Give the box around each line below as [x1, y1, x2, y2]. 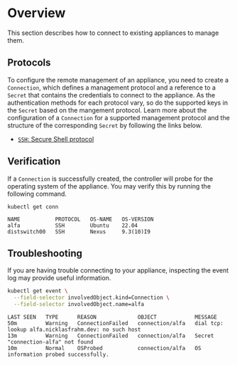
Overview [7, 5, 66, 21]
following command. [7, 189, 67, 198]
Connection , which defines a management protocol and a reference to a [7, 83, 216, 92]
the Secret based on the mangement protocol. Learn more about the [7, 105, 207, 115]
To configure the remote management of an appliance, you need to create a [7, 75, 229, 84]
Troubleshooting [7, 247, 83, 259]
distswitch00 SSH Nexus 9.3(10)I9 [7, 228, 151, 236]
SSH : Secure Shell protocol [17, 134, 94, 143]
